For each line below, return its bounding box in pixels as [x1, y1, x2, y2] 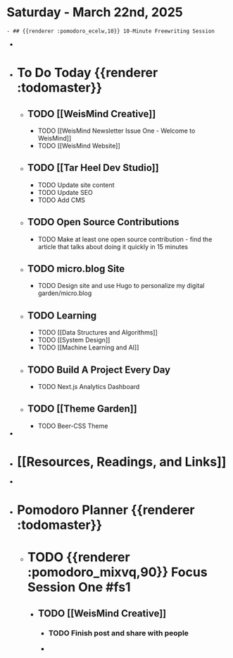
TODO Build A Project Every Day [27, 364, 171, 376]
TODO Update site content [37, 181, 115, 189]
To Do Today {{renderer [16, 65, 158, 81]
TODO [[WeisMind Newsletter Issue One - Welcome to [37, 126, 196, 135]
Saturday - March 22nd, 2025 [6, 4, 184, 20]
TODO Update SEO [37, 188, 93, 196]
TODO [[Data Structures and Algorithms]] [37, 328, 158, 337]
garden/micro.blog [37, 289, 92, 297]
